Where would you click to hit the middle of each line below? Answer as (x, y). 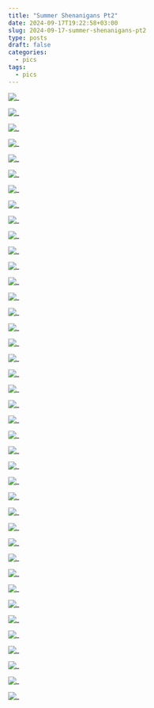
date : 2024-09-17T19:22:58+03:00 (63, 23)
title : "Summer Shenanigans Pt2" (63, 15)
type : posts (28, 38)
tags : (17, 67)
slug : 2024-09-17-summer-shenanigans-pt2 (77, 30)
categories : (28, 52)
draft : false (30, 45)
